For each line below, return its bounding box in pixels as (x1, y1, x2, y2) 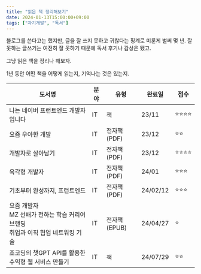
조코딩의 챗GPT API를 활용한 (9, 249, 86, 257)
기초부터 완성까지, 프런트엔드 (9, 186, 86, 195)
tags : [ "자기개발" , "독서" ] (6, 20, 69, 26)
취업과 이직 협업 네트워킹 (9, 228, 75, 237)
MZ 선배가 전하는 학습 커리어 (9, 210, 86, 219)
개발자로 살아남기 (9, 149, 56, 158)
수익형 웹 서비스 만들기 (9, 258, 70, 266)
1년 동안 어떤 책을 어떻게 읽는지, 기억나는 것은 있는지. (6, 70, 130, 77)
